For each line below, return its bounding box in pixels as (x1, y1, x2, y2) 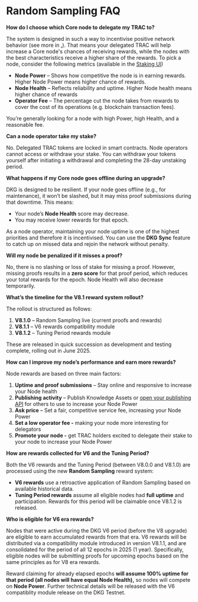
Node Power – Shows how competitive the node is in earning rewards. (14, 72, 186, 79)
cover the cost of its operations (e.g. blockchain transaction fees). (14, 103, 176, 110)
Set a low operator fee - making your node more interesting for (14, 419, 168, 426)
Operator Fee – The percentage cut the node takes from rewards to (14, 97, 179, 104)
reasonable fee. (6, 121, 44, 128)
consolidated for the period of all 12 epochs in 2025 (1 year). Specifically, (6, 546, 184, 553)
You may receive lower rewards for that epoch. (14, 216, 129, 223)
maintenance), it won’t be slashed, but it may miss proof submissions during (6, 192, 191, 199)
